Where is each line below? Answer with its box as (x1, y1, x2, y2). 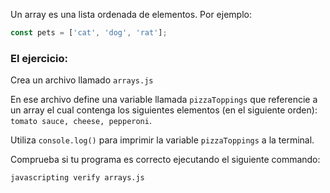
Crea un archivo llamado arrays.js (10, 74, 154, 86)
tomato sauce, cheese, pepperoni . (10, 115, 152, 127)
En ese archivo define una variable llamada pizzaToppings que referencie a (10, 94, 318, 106)
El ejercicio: (10, 51, 69, 65)
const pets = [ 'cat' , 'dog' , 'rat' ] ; (10, 28, 168, 38)
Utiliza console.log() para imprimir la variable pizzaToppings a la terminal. (10, 134, 315, 146)
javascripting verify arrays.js (10, 173, 145, 183)
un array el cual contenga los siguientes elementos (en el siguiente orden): (10, 104, 318, 116)
